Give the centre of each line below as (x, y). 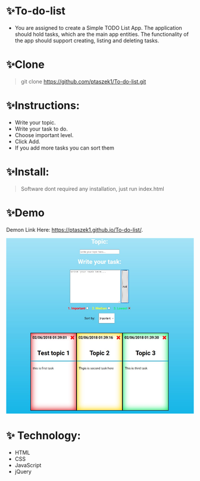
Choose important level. (44, 135)
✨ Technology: (44, 436)
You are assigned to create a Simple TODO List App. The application (99, 27)
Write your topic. (35, 122)
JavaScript (28, 466)
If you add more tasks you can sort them (65, 148)
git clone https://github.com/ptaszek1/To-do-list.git (83, 81)
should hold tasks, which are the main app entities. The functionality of (102, 34)
